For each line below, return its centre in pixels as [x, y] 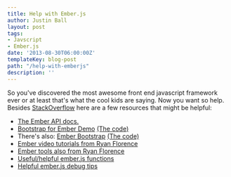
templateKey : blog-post [42, 60]
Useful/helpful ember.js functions [66, 158]
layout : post [26, 27]
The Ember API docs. [48, 121]
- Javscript [25, 40]
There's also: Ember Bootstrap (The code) [78, 136]
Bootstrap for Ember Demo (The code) [73, 129]
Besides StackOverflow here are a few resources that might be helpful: [110, 107]
